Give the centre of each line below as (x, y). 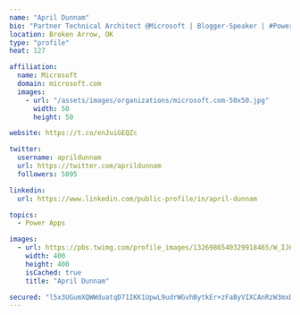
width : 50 (51, 108)
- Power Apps (42, 223)
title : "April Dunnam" (67, 281)
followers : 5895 (47, 174)
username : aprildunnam (59, 157)
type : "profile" (39, 43)
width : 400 (46, 256)
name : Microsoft (47, 76)
